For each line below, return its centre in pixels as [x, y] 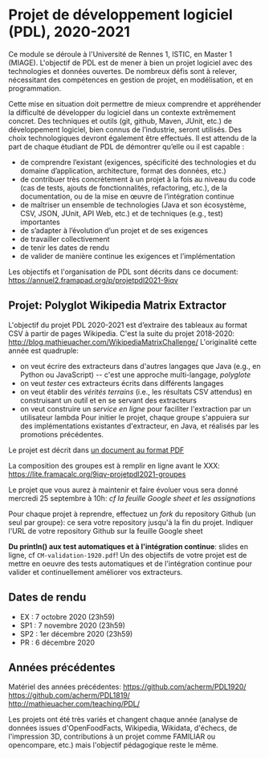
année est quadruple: [43, 350]
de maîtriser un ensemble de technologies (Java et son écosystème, [133, 205]
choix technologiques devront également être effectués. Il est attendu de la [132, 137]
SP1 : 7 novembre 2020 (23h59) [73, 625]
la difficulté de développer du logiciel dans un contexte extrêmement [122, 112]
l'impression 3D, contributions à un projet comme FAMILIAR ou [112, 736]
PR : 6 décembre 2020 [57, 642]
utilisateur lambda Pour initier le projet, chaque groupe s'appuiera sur [134, 417]
